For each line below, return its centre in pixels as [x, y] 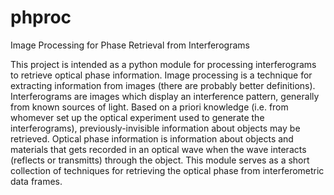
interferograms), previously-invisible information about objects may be [155, 128]
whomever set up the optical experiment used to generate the [137, 117]
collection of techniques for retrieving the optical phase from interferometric [167, 170]
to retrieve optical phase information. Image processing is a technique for [161, 75]
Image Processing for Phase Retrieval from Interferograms [130, 45]
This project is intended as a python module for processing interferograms [163, 64]
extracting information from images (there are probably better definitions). [163, 85]
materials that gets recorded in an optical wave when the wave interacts [158, 149]
